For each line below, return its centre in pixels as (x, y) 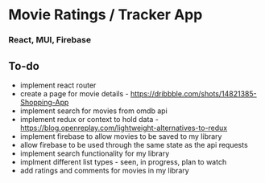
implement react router (58, 85)
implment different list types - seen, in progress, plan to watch (123, 161)
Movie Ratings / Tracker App (106, 15)
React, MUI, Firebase (50, 40)
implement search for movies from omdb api (93, 111)
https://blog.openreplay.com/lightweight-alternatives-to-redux (124, 128)
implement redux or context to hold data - (89, 119)
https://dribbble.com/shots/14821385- (193, 93)
